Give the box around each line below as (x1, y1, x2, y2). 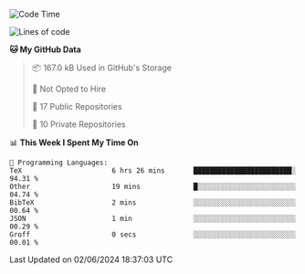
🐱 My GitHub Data (9, 44, 82, 55)
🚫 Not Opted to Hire (31, 83, 107, 94)
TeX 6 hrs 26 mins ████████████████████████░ (9, 166, 297, 175)
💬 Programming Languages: (9, 158, 108, 167)
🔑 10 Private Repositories (31, 119, 126, 130)
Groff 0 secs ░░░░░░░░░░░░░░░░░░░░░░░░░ (9, 230, 297, 239)
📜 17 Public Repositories (31, 101, 122, 111)
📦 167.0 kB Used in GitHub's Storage (31, 62, 172, 73)
